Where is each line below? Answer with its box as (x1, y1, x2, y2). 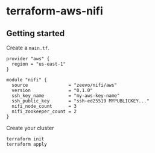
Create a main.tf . (6, 44, 49, 51)
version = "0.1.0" (11, 87, 93, 93)
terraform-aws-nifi (6, 4, 104, 18)
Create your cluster (6, 125, 54, 131)
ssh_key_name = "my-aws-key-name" (11, 93, 120, 99)
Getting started (6, 28, 65, 39)
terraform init (6, 136, 45, 142)
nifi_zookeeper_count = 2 (11, 108, 77, 114)
